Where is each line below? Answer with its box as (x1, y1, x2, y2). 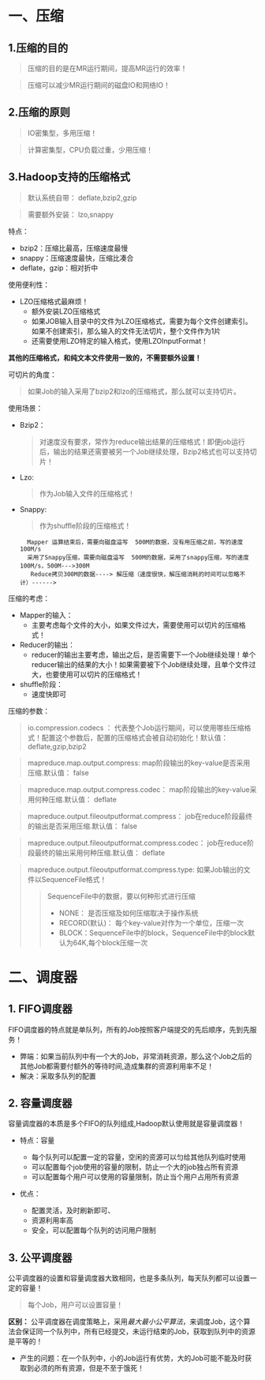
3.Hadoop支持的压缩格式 (8, 171, 131, 184)
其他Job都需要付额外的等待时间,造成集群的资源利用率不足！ (19, 1061, 215, 1071)
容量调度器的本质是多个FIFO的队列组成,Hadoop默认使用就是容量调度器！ (8, 1119, 245, 1129)
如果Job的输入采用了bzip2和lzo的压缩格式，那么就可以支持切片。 (27, 386, 241, 396)
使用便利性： (8, 280, 50, 289)
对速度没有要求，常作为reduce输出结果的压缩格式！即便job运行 (39, 436, 246, 447)
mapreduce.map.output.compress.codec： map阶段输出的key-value (27, 784, 250, 794)
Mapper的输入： (19, 610, 73, 620)
